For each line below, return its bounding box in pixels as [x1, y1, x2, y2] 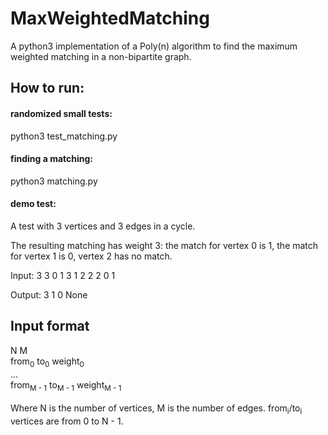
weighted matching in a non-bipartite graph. [10, 50, 192, 62]
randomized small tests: [10, 107, 113, 119]
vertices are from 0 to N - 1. [10, 415, 124, 427]
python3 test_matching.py [10, 130, 118, 142]
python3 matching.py [10, 175, 98, 187]
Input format [10, 318, 90, 335]
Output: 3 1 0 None [10, 288, 88, 301]
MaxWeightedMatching [10, 7, 210, 30]
